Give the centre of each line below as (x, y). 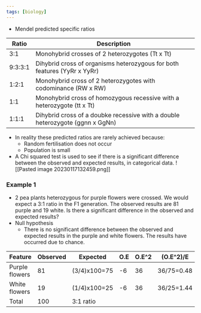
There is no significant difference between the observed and (98, 229)
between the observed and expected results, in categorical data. (95, 163)
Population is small (47, 150)
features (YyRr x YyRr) (67, 71)
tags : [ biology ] (26, 12)
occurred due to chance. (54, 242)
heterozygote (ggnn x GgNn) (76, 122)
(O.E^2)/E (175, 257)
